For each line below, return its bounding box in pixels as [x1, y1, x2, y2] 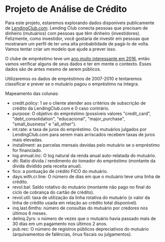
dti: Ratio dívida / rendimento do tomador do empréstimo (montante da [12, 158, 156, 163]
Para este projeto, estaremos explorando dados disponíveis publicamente [5, 20, 155, 26]
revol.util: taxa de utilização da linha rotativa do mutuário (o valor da [12, 194, 150, 201]
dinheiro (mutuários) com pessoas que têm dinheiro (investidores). [5, 30, 140, 36]
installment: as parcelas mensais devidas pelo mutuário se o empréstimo [12, 142, 160, 148]
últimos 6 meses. [12, 210, 47, 216]
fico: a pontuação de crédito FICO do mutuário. [12, 168, 108, 174]
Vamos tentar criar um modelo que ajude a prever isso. [5, 46, 117, 52]
